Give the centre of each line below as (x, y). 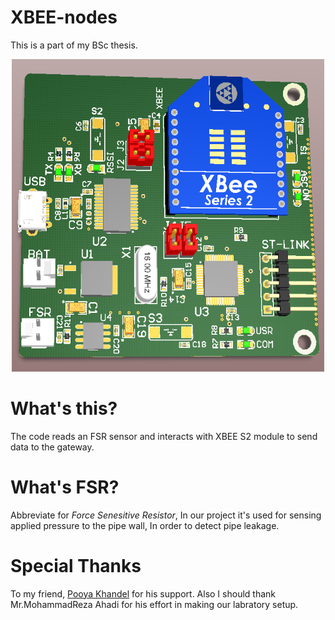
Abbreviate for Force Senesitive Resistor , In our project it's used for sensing (166, 515)
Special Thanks (76, 566)
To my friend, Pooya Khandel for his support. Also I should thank (143, 593)
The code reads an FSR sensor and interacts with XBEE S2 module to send (164, 436)
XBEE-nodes (64, 17)
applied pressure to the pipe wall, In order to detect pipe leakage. (145, 525)
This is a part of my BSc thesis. (74, 45)
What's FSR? (65, 487)
